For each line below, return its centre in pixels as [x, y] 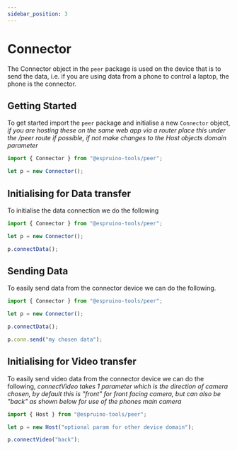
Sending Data [38, 271]
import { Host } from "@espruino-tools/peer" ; [77, 414]
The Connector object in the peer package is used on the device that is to [114, 69]
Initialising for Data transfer [69, 193]
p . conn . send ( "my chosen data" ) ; [55, 339]
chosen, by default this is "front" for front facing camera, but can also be [114, 393]
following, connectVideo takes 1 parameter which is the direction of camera [118, 386]
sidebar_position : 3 [38, 14]
